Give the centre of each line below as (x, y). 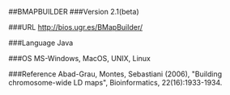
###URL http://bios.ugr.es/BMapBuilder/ (76, 27)
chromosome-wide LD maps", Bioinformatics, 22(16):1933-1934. (115, 83)
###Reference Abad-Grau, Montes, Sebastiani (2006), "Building (115, 74)
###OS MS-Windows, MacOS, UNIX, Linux (80, 58)
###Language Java (41, 43)
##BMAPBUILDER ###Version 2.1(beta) (74, 12)
